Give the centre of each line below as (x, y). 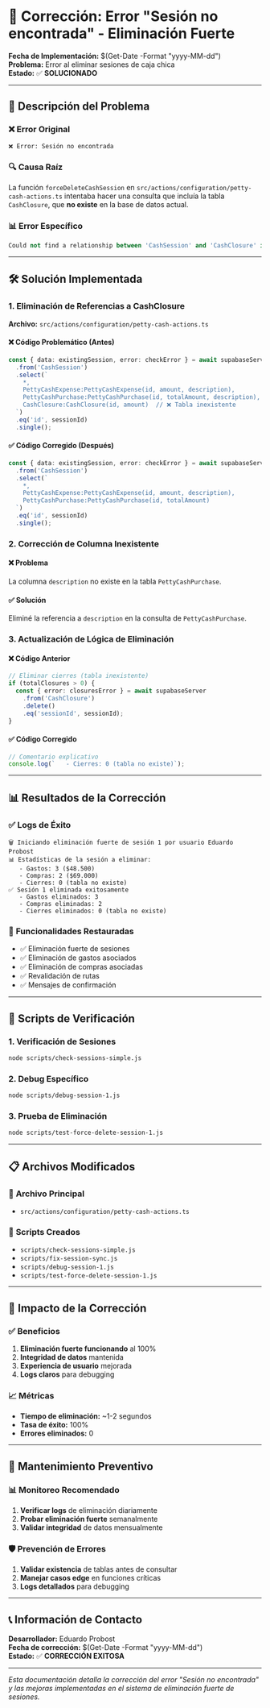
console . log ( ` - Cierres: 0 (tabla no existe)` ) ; (96, 764)
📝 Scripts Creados (44, 1232)
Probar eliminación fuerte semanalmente (89, 1519)
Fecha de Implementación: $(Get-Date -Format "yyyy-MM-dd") (115, 56)
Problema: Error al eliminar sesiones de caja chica (92, 64)
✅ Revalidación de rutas (60, 976)
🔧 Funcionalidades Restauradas (71, 931)
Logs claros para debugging (67, 1374)
